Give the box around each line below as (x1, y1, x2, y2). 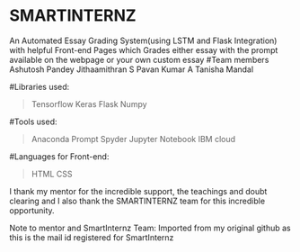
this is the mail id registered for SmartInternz (9, 231, 174, 243)
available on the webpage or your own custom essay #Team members (9, 54, 269, 65)
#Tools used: (9, 116, 57, 127)
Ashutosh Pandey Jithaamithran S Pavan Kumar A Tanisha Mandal (9, 64, 254, 75)
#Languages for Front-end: (9, 150, 110, 162)
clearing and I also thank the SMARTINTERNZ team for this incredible (9, 195, 266, 206)
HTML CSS (31, 168, 73, 179)
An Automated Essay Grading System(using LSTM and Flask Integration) (9, 35, 278, 46)
